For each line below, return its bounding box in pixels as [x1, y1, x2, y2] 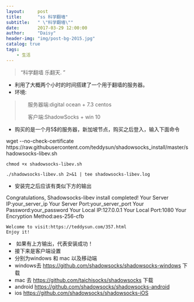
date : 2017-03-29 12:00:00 [6, 25, 88, 31]
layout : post [6, 8, 49, 15]
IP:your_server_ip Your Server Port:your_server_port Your [6, 200, 144, 207]
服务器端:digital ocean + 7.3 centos [27, 100, 112, 108]
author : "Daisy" [6, 30, 57, 36]
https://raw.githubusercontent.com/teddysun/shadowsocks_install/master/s [6, 144, 189, 151]
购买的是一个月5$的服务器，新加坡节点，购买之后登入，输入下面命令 [14, 126, 180, 133]
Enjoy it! [6, 229, 30, 235]
